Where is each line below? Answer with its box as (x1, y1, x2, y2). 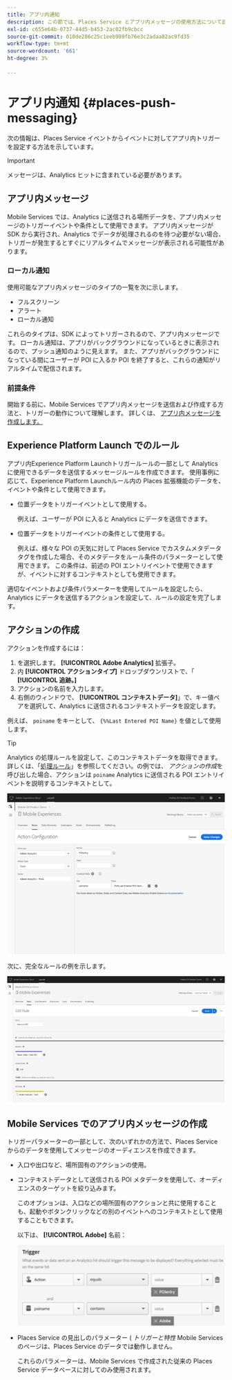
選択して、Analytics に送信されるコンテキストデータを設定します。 (29, 702, 220, 710)
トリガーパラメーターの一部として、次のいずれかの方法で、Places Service (7, 1137, 218, 1146)
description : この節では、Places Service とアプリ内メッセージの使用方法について (7, 18, 222, 26)
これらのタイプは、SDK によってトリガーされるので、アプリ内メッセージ (7, 329, 214, 338)
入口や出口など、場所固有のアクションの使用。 (17, 1160, 151, 1168)
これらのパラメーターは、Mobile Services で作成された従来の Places (17, 1356, 213, 1365)
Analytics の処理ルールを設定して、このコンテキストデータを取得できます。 (7, 753, 222, 761)
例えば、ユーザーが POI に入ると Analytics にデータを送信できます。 (17, 514, 211, 523)
